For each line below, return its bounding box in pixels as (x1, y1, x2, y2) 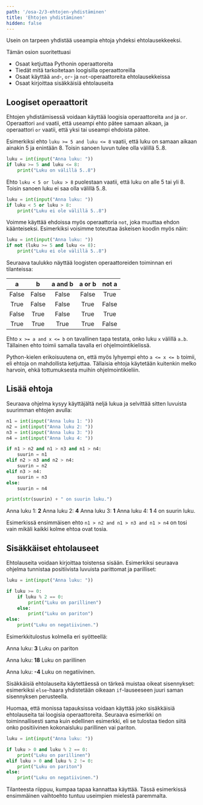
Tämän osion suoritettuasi (6, 48, 72, 56)
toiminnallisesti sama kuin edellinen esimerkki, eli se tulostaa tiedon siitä (6, 718, 187, 725)
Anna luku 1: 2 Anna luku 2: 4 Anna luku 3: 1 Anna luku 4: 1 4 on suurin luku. (6, 507, 196, 515)
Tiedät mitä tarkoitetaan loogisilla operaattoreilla (15, 67, 136, 74)
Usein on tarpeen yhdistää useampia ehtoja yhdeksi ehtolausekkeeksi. (6, 37, 182, 44)
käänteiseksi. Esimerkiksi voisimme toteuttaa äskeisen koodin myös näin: (6, 225, 188, 232)
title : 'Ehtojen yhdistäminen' (6, 15, 85, 21)
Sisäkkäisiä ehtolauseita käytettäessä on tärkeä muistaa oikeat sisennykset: (6, 680, 195, 687)
